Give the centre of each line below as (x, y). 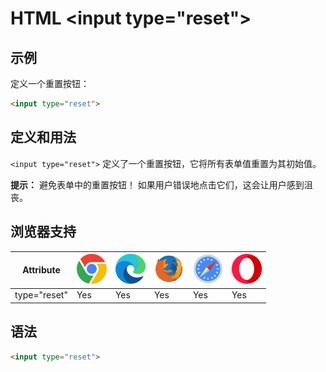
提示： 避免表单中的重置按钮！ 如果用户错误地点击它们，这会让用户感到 (157, 184)
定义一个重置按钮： (50, 83)
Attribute (41, 270)
